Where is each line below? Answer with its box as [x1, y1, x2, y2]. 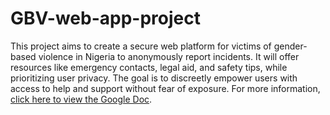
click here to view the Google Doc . [10, 93, 153, 105]
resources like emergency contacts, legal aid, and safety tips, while [10, 61, 288, 73]
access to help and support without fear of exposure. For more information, [10, 82, 321, 94]
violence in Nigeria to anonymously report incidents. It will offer [38, 50, 300, 62]
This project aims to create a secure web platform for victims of [10, 40, 272, 52]
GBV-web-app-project [10, 7, 201, 30]
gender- [273, 40, 308, 52]
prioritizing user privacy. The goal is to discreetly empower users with [10, 72, 298, 84]
